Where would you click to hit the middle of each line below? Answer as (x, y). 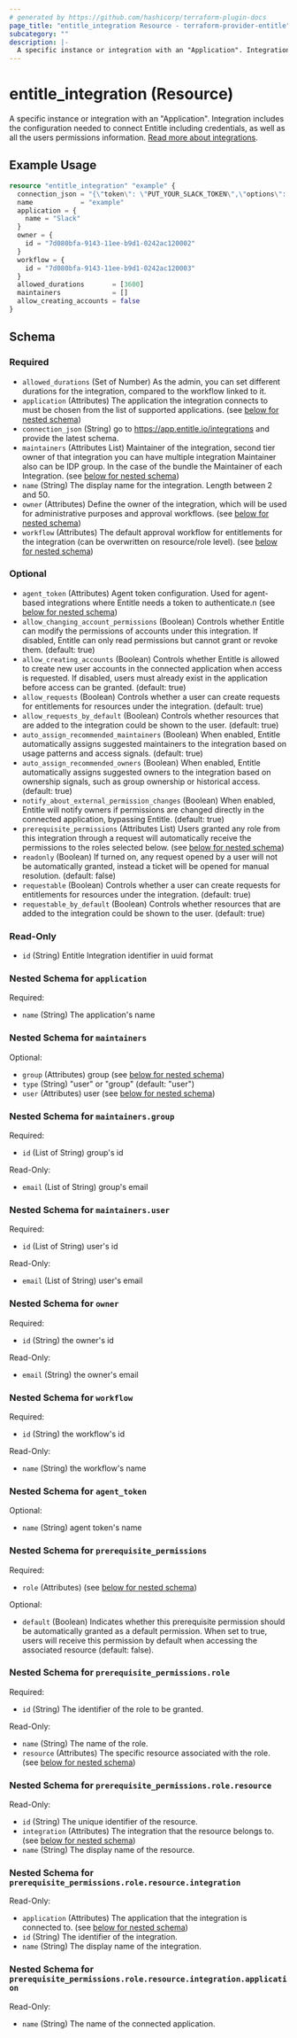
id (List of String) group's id (72, 1153)
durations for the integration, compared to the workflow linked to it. (144, 391)
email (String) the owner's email (80, 1374)
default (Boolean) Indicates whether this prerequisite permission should (153, 1622)
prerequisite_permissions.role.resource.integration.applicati (148, 1980)
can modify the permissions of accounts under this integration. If (140, 631)
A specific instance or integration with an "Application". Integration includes (147, 119)
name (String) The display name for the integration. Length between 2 (147, 485)
